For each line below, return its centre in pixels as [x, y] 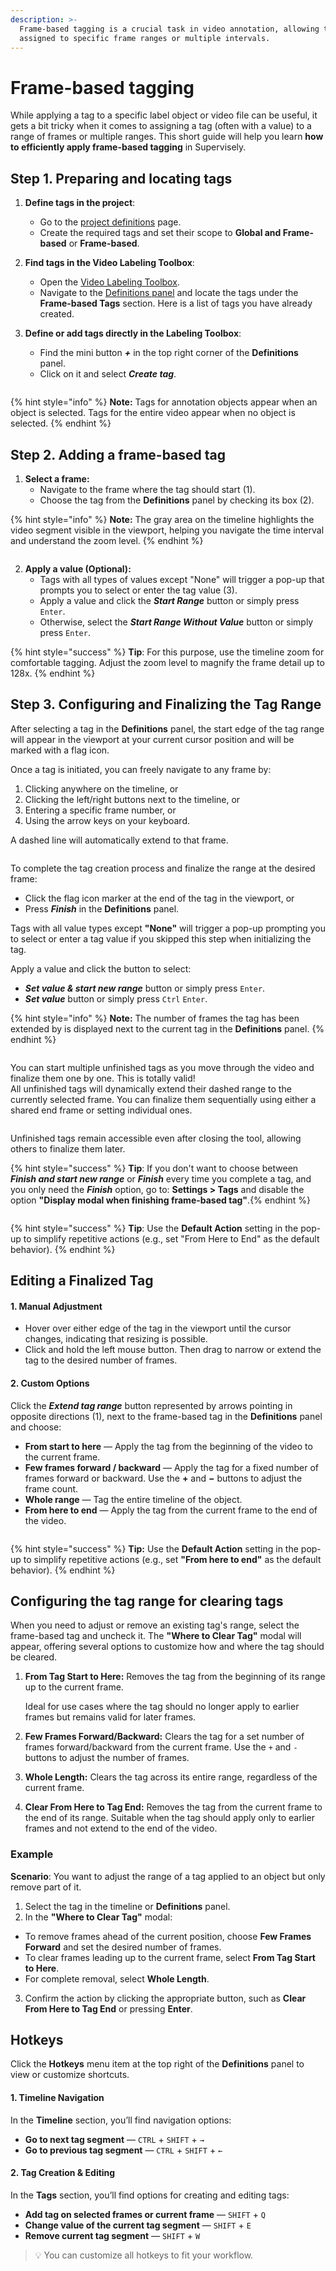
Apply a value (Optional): [78, 568]
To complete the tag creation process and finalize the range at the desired [163, 868]
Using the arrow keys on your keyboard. [107, 820]
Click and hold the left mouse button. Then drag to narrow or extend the [173, 1350]
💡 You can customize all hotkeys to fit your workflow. [144, 2255]
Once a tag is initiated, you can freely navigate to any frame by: [141, 769]
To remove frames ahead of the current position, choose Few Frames [168, 1936]
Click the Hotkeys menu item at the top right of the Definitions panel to [157, 2064]
